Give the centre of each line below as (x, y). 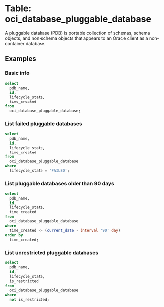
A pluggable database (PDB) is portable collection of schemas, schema (78, 33)
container (15, 43)
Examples (20, 59)
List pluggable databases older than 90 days (60, 183)
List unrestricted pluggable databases (52, 252)
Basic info (17, 73)
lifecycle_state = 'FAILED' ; (40, 171)
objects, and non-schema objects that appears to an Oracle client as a (77, 38)
